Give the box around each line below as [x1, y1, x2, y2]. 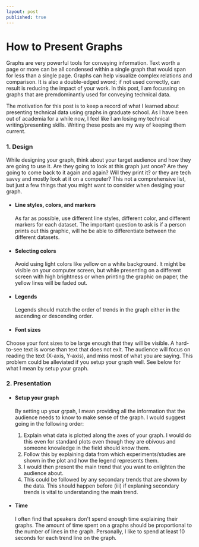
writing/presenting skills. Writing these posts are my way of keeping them [6, 121, 186, 128]
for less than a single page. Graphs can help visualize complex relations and [6, 72, 192, 79]
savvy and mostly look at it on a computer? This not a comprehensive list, [6, 175, 186, 182]
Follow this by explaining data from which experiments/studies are [23, 450, 186, 458]
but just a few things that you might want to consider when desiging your [6, 181, 185, 188]
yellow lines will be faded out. [14, 279, 88, 287]
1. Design [6, 143, 33, 151]
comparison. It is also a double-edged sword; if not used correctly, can [6, 78, 180, 86]
